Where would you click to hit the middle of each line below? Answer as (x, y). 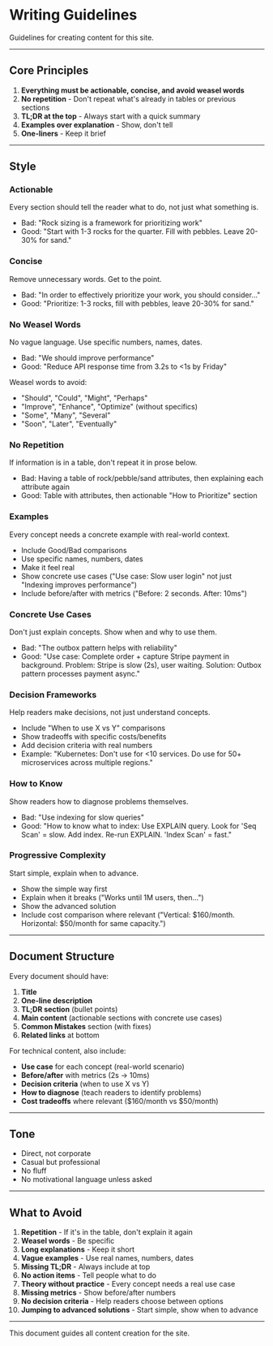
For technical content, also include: (68, 1050)
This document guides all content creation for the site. (99, 1333)
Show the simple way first (64, 889)
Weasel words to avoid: (48, 383)
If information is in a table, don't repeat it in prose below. (103, 463)
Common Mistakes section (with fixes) (86, 1026)
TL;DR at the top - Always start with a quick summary (111, 116)
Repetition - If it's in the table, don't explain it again (107, 1232)
